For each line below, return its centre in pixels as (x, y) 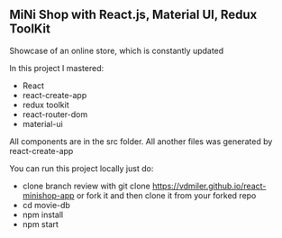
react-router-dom (55, 114)
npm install (43, 215)
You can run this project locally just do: (82, 168)
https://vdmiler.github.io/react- (209, 186)
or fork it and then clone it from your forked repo (166, 195)
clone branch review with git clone (86, 186)
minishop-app (48, 195)
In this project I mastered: (57, 68)
